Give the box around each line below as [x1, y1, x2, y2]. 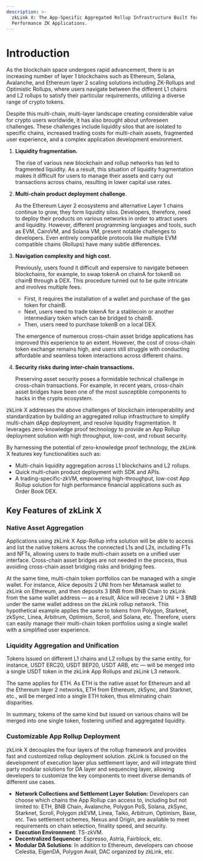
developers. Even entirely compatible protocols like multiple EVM [14, 234, 177, 242]
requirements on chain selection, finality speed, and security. [14, 822, 167, 830]
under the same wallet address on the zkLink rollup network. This [6, 601, 169, 607]
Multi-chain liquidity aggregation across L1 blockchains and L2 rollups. [14, 462, 190, 469]
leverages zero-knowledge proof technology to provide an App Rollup [6, 426, 180, 433]
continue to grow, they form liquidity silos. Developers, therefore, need [14, 208, 191, 216]
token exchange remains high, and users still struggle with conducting [14, 346, 190, 353]
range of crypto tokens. [6, 98, 65, 106]
